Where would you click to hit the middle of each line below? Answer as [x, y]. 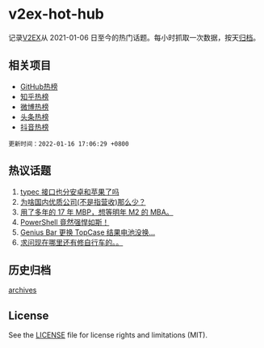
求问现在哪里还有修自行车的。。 [71, 242]
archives [23, 290]
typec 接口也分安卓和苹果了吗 [69, 192]
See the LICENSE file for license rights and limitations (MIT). [108, 335]
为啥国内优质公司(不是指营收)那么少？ [83, 202]
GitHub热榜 [39, 87]
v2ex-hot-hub [57, 14]
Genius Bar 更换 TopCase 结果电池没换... [88, 232]
